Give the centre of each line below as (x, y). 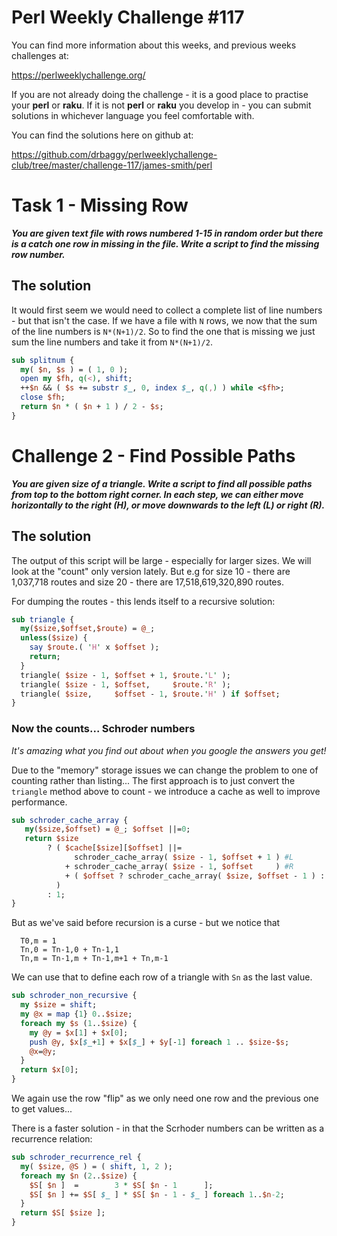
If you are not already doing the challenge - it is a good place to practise (160, 94)
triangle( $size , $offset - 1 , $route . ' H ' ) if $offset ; (150, 694)
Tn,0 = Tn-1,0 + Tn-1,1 (69, 950)
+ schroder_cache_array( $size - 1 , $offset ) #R (179, 866)
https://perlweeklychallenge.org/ (78, 75)
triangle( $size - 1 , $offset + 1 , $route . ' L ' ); (125, 675)
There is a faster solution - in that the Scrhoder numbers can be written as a (168, 1128)
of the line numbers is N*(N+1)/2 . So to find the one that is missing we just (163, 331)
